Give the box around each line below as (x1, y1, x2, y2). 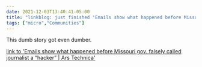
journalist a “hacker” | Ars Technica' (6, 54, 96, 62)
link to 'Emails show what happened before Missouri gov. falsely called (6, 48, 182, 55)
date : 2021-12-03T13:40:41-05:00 (6, 8, 90, 15)
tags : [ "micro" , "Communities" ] (6, 20, 85, 26)
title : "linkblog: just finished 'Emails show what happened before (6, 14, 182, 20)
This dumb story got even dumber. (6, 36, 92, 44)
